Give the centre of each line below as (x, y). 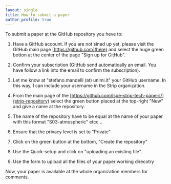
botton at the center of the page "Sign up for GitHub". (69, 55)
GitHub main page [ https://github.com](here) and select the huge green (88, 50)
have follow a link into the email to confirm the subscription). (77, 70)
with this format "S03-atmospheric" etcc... (57, 122)
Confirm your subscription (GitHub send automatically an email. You (84, 65)
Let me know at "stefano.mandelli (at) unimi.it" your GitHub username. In (89, 80)
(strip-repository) (31, 101)
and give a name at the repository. (49, 107)
